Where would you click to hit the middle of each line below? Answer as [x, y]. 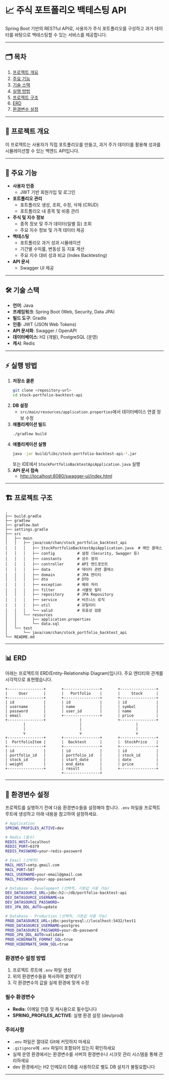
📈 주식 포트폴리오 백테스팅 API [66, 10]
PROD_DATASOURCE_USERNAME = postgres [43, 926]
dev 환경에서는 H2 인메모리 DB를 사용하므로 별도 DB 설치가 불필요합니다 [83, 1067]
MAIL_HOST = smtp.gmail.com [32, 865]
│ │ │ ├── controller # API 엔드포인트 [57, 564]
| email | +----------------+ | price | [82, 716]
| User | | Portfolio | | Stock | [82, 694]
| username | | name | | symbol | [82, 707]
